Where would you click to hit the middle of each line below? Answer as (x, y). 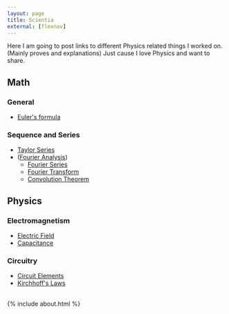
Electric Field (36, 236)
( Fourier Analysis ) (42, 157)
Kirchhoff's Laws (41, 283)
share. (16, 61)
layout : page (26, 13)
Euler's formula (39, 117)
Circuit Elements (40, 276)
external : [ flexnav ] (37, 26)
